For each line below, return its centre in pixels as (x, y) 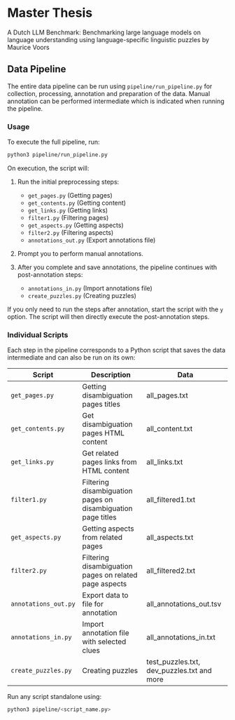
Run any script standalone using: (55, 697)
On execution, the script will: (48, 168)
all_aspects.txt (170, 538)
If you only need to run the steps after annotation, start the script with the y (115, 309)
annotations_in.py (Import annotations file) (90, 288)
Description (111, 375)
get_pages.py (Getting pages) (70, 195)
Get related (100, 454)
